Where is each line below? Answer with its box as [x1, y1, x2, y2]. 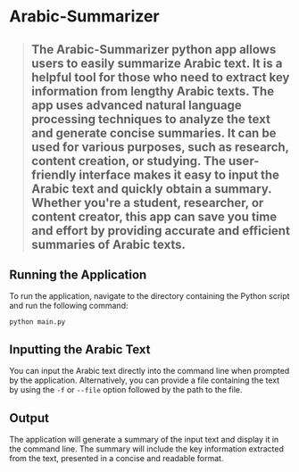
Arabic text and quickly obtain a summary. [30, 181, 272, 196]
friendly [30, 167, 77, 182]
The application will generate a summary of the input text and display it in [9, 435, 279, 445]
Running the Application [9, 267, 147, 282]
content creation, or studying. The [30, 153, 226, 169]
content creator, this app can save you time [30, 209, 278, 224]
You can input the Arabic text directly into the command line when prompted [9, 366, 290, 377]
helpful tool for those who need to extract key [30, 70, 290, 85]
